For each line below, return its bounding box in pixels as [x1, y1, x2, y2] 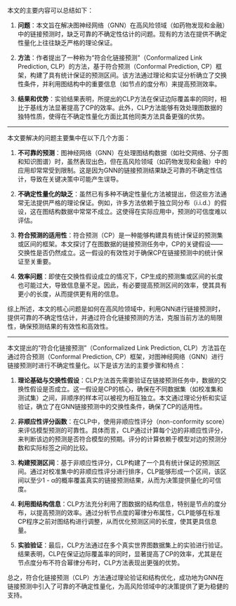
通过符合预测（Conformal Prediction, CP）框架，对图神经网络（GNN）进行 [7, 353, 224, 361]
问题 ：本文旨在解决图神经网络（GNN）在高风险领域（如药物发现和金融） [17, 21, 229, 29]
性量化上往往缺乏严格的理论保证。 [17, 39, 117, 47]
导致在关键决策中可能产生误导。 [29, 175, 123, 183]
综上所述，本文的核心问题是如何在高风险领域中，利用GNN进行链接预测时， [7, 304, 225, 313]
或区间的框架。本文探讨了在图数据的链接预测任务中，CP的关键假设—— [17, 240, 223, 248]
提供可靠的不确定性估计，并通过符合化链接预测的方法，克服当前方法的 [7, 314, 211, 321]
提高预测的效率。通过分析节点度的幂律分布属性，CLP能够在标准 [36, 509, 221, 517]
